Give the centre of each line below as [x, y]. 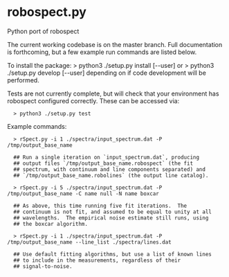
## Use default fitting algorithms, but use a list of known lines [113, 254]
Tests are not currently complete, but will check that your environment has [113, 93]
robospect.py [47, 12]
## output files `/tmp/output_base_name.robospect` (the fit [103, 163]
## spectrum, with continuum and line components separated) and [110, 169]
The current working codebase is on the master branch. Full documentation [115, 44]
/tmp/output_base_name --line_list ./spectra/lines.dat [89, 242]
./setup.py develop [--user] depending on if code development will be [107, 73]
